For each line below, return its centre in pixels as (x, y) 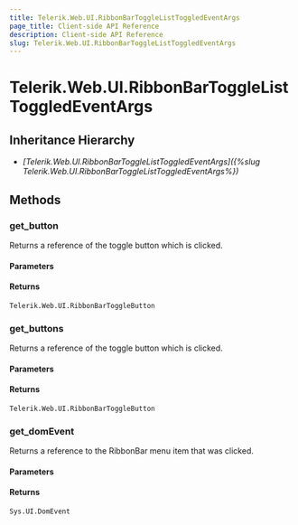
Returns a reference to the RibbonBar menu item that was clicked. (132, 451)
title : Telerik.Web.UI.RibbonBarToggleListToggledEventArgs (125, 18)
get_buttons (37, 328)
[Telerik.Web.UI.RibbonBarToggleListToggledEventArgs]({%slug (141, 162)
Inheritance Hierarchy (72, 140)
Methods (35, 200)
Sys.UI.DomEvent (40, 511)
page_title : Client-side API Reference (84, 26)
